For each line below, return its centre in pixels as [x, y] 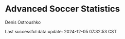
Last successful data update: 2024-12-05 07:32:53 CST [61, 31]
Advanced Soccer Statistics [62, 9]
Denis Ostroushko [23, 22]
